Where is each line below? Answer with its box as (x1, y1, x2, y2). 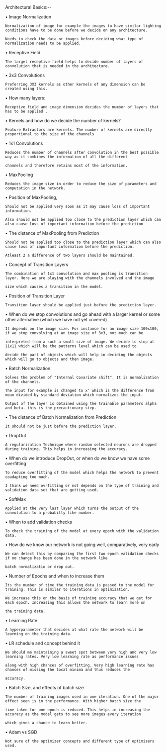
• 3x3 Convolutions (5, 72, 45, 78)
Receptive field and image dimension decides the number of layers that (5, 104, 159, 109)
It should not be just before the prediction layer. (5, 424, 117, 429)
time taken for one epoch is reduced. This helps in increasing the (5, 707, 150, 712)
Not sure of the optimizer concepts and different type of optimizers (5, 739, 155, 744)
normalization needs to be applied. (5, 41, 81, 46)
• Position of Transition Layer (5, 293, 65, 299)
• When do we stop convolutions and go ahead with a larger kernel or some (5, 311, 160, 317)
